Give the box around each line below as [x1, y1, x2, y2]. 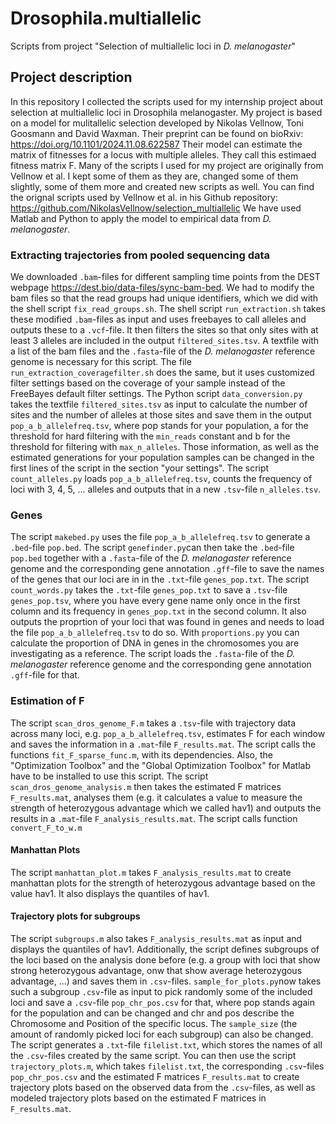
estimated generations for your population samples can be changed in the [10, 452, 315, 464]
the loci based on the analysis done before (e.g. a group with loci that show [10, 954, 321, 966]
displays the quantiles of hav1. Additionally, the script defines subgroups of [10, 943, 320, 956]
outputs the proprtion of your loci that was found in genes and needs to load [10, 616, 325, 628]
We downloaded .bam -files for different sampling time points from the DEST [10, 271, 321, 283]
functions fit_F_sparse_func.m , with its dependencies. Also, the [10, 748, 273, 761]
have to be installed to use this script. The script [10, 770, 209, 782]
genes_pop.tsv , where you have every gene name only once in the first [10, 595, 301, 607]
